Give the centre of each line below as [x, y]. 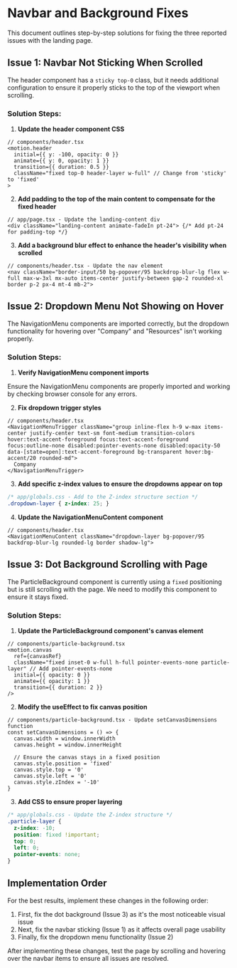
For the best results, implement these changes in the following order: [108, 900]
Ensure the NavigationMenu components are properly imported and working [119, 387]
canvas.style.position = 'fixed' [63, 764]
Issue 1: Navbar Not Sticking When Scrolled [105, 63]
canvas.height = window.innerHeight [68, 745]
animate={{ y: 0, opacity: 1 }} [62, 161]
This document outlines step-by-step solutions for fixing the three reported [117, 33]
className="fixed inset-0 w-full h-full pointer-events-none [106, 663]
